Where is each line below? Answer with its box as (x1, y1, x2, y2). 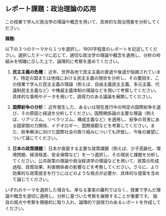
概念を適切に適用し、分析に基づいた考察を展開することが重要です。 (13, 193, 152, 199)
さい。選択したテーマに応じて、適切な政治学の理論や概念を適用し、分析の (5, 52, 157, 58)
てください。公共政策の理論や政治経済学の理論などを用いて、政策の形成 (12, 158, 160, 164)
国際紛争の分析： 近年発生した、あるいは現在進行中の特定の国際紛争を (12, 104, 157, 110)
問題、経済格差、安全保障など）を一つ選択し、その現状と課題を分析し (16, 151, 160, 157)
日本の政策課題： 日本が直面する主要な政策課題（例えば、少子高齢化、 (12, 145, 157, 151)
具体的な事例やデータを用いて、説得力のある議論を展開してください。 (12, 93, 155, 99)
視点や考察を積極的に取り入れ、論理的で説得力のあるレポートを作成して (13, 199, 161, 205)
